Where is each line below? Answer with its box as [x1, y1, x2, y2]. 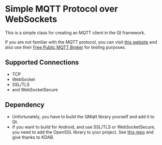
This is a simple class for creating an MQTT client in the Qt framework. [5, 30, 146, 35]
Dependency [5, 101, 44, 109]
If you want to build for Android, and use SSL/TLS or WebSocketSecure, [12, 124, 156, 129]
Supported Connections [5, 58, 79, 66]
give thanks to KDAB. [12, 134, 55, 140]
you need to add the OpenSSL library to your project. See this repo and [12, 129, 154, 135]
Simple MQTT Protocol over [5, 3, 118, 15]
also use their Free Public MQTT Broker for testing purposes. [5, 44, 126, 50]
